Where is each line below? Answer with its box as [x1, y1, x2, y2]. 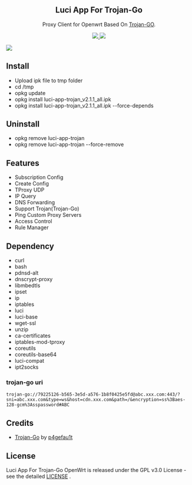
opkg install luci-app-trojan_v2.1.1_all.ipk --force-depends [14, 102, 154, 109]
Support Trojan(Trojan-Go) [14, 205, 80, 212]
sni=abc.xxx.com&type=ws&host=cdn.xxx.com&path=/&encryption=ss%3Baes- [6, 397, 186, 403]
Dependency [6, 241, 54, 251]
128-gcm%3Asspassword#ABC [6, 402, 69, 408]
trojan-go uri [6, 378, 43, 386]
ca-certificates [14, 332, 51, 339]
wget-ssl [14, 320, 37, 327]
